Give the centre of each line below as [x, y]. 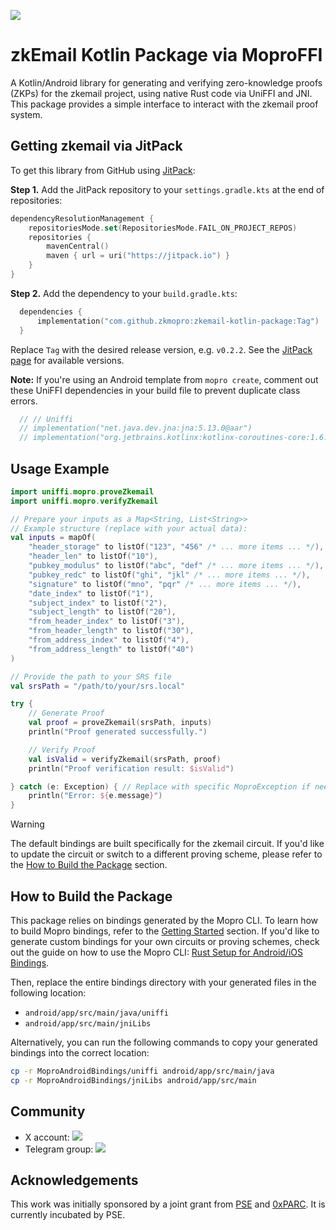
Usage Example [60, 468]
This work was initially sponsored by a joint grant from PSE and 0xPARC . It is [168, 1204]
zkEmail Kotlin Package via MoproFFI [166, 55]
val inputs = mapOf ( [53, 538]
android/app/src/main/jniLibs [88, 1024]
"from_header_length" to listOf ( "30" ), [111, 631]
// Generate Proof [66, 713]
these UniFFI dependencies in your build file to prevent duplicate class [155, 390]
